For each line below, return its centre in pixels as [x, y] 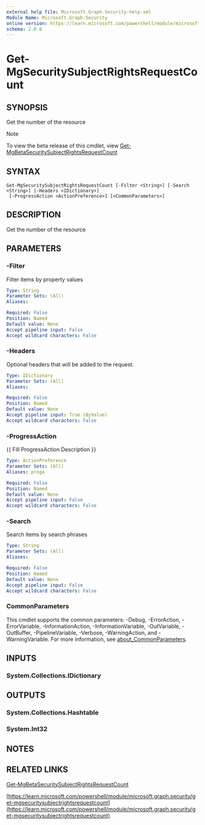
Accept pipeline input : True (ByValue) [57, 415]
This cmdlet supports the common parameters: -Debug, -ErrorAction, [94, 620]
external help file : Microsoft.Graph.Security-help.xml [79, 12]
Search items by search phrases [47, 535]
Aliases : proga [26, 472]
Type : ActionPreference [37, 461]
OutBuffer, [19, 632]
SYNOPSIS [27, 107]
